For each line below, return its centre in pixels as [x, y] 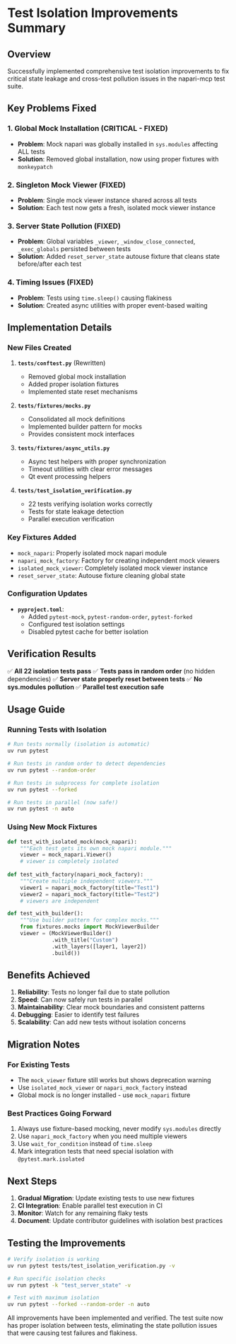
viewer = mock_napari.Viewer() [66, 855]
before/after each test [49, 264]
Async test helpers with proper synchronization [97, 462]
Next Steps [32, 1181]
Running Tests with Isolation [57, 729]
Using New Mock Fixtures [52, 827]
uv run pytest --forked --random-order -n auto [79, 1304]
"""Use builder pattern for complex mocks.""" [90, 920]
